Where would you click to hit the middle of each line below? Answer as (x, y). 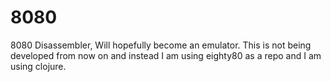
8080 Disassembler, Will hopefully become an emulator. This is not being (161, 45)
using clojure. (38, 66)
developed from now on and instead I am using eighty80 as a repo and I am (166, 55)
